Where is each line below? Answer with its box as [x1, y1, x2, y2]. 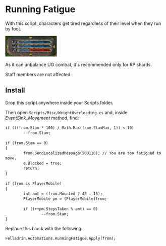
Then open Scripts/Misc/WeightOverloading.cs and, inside [5, 109, 128, 115]
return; [23, 166, 39, 171]
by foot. [5, 25, 22, 31]
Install [5, 86, 25, 95]
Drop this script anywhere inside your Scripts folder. [5, 99, 114, 106]
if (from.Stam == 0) [5, 140, 49, 146]
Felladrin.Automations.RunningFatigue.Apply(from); [5, 236, 116, 241]
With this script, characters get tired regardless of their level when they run [5, 20, 161, 26]
